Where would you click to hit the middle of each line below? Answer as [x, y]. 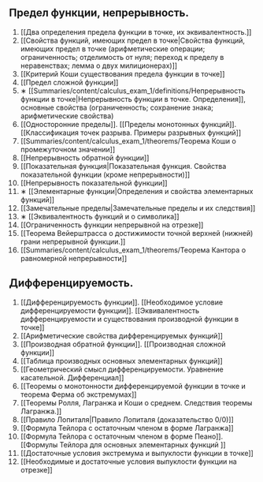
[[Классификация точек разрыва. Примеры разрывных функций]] [131, 133]
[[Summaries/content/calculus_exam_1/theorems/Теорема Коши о [128, 140]
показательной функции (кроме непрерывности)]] [105, 174]
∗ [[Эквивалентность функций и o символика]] [100, 216]
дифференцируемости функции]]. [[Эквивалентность [110, 310]
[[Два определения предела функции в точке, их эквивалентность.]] [136, 32]
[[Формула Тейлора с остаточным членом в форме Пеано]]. [122, 436]
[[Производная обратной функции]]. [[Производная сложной [123, 344]
